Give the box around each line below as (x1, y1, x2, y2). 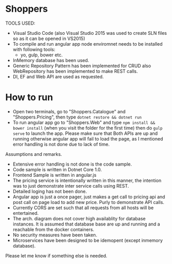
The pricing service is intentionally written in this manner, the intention (12, 177, 162, 184)
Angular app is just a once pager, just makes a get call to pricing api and (12, 193, 165, 200)
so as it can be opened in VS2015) (12, 35, 86, 42)
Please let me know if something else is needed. (5, 252, 108, 259)
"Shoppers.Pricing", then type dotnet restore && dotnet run (12, 114, 142, 120)
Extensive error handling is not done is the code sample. (12, 161, 132, 167)
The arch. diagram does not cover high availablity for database (12, 215, 146, 221)
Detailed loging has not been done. (12, 188, 87, 194)
